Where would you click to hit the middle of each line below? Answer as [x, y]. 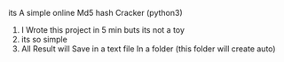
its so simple [44, 39]
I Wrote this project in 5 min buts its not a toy [103, 30]
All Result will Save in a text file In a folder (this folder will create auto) [148, 49]
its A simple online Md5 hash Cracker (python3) [95, 13]
